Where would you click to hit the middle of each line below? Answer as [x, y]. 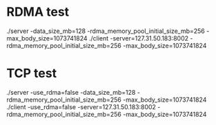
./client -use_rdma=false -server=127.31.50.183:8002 [81, 106]
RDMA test [38, 12]
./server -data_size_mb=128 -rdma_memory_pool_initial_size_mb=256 [106, 31]
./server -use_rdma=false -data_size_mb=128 [71, 92]
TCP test [31, 73]
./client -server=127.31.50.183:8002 [139, 38]
